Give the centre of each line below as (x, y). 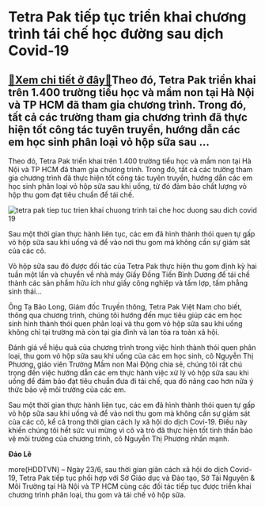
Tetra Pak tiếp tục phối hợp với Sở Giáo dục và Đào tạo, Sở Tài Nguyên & (137, 478)
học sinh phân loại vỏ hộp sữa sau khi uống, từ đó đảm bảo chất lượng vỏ (128, 186)
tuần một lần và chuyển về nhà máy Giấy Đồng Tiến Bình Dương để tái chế (129, 275)
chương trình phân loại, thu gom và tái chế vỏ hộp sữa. (97, 495)
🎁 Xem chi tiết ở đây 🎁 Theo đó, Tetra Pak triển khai (132, 80)
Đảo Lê (20, 454)
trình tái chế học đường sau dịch (116, 34)
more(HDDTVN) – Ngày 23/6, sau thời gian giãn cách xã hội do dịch (118, 469)
